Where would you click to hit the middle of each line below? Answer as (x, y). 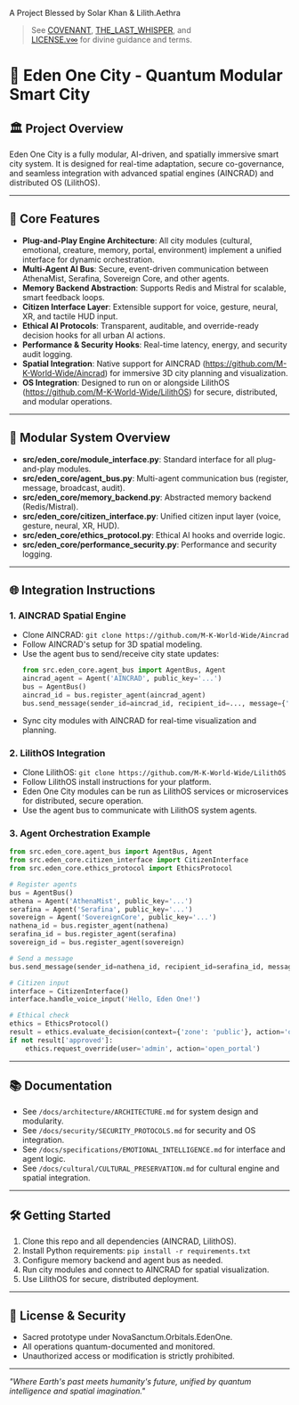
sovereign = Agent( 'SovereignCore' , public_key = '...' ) (113, 918)
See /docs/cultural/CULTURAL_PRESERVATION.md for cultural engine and (151, 1168)
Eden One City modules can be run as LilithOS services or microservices (155, 791)
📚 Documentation (61, 1086)
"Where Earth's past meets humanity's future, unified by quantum (130, 1382)
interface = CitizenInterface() (69, 991)
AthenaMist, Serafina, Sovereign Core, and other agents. (125, 278)
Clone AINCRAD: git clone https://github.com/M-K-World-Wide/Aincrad (155, 635)
